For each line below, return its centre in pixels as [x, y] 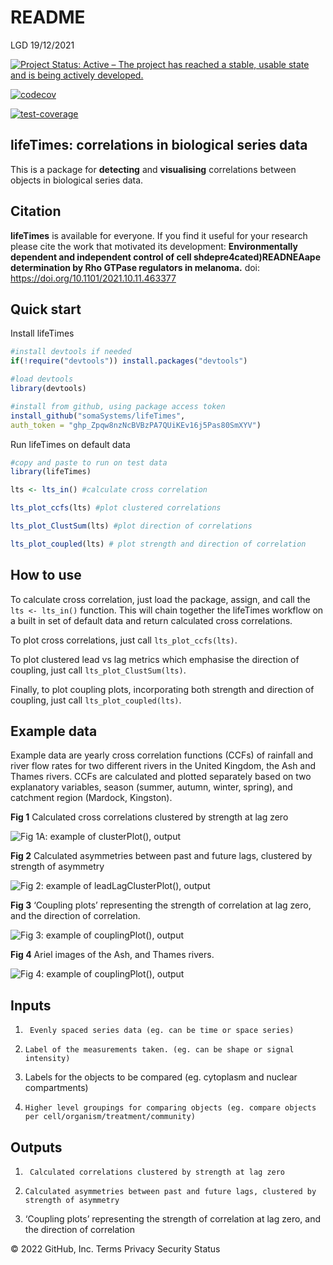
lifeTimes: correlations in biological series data [159, 145]
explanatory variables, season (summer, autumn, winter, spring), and [151, 787]
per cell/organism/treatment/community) [110, 1117]
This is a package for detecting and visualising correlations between [153, 169]
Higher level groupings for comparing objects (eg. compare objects [170, 1108]
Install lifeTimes [42, 333]
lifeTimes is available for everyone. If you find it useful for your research [159, 235]
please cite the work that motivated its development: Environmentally [154, 246]
